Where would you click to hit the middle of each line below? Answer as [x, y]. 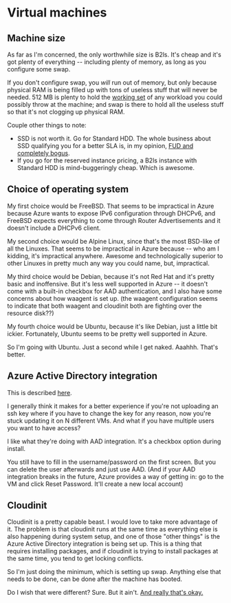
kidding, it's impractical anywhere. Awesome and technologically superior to [115, 255]
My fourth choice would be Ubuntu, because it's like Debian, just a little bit [112, 326]
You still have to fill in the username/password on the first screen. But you [112, 462]
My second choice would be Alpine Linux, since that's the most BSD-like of [113, 241]
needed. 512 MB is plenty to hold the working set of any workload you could [115, 97]
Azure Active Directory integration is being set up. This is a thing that [104, 544]
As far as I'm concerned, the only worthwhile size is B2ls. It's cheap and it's [114, 54]
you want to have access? [44, 427]
